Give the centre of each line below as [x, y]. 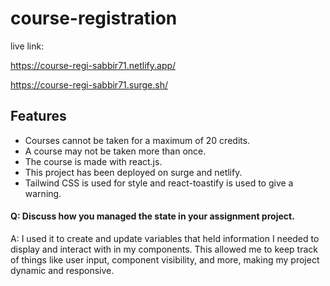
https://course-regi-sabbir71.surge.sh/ [89, 84]
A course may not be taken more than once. [115, 151]
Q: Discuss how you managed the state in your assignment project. [152, 216]
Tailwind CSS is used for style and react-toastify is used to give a [159, 183]
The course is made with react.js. [93, 161]
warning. [43, 193]
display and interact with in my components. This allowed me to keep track [164, 249]
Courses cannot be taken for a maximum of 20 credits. [137, 140]
